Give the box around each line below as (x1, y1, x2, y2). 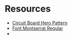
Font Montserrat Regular (12, 25, 63, 31)
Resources (5, 3, 51, 15)
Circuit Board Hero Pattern (12, 20, 68, 26)
